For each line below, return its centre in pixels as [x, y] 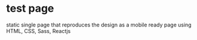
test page [30, 9]
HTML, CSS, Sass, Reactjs [39, 31]
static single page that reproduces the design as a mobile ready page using [99, 25]
